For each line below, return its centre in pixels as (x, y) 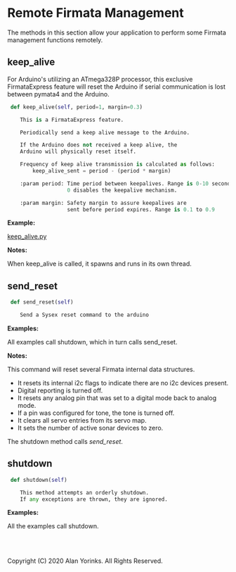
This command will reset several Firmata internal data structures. (101, 369)
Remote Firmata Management (96, 13)
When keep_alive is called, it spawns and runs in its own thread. (99, 264)
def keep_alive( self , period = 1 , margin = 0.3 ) (76, 107)
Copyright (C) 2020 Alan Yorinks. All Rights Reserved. (85, 561)
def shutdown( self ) (39, 480)
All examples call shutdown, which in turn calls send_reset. (92, 342)
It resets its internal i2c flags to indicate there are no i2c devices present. (123, 383)
